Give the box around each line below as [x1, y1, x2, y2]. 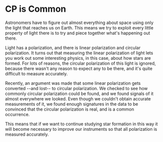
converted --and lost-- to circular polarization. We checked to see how [5, 85, 148, 91]
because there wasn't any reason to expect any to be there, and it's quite [5, 65, 153, 71]
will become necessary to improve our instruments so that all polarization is [5, 126, 158, 132]
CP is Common [5, 3, 66, 15]
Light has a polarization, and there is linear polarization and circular [5, 45, 141, 50]
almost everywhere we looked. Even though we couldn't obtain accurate [5, 95, 151, 101]
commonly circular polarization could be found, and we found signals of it [5, 91, 154, 96]
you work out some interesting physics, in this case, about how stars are [5, 55, 151, 61]
